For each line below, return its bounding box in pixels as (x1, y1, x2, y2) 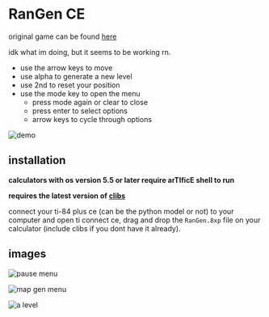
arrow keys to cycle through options (32, 114, 152, 124)
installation (8, 154, 66, 167)
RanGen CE (8, 5, 86, 23)
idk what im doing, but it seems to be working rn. (8, 47, 171, 57)
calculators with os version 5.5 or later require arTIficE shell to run (8, 175, 235, 184)
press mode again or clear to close (32, 97, 148, 107)
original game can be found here (8, 32, 117, 41)
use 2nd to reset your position (19, 80, 120, 90)
